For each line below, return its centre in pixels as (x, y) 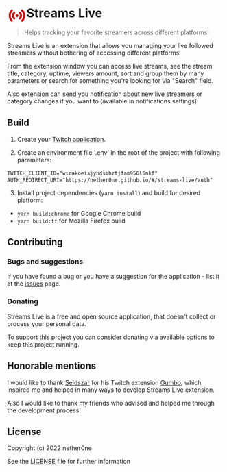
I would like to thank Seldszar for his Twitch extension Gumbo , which (104, 382)
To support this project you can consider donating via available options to (111, 337)
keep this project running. (44, 344)
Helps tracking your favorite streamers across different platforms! (116, 32)
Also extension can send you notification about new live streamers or (105, 94)
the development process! (44, 410)
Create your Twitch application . (61, 139)
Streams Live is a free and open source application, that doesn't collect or (111, 316)
